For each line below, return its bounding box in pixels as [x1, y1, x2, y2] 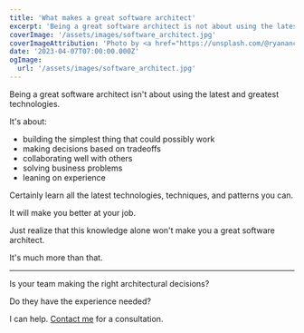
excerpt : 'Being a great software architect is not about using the [9, 22, 273, 31]
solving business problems [22, 162, 123, 173]
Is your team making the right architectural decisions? [9, 278, 210, 289]
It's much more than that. [9, 251, 103, 263]
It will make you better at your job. [9, 207, 137, 218]
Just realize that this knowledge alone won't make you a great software [9, 224, 276, 236]
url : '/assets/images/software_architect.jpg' [17, 64, 196, 73]
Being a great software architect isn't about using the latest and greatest [9, 88, 279, 100]
